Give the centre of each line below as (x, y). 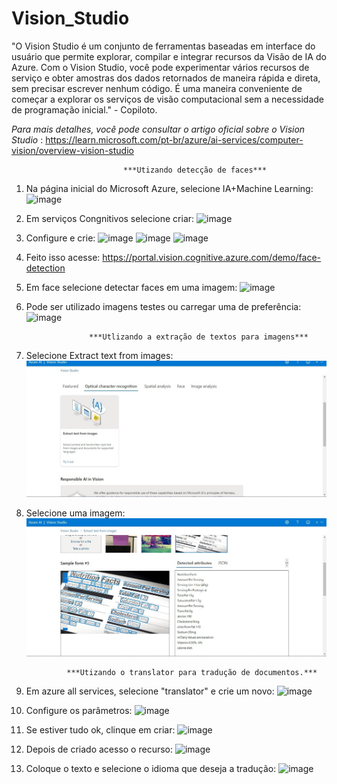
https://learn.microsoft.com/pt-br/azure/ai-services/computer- (174, 139)
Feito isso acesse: (63, 257)
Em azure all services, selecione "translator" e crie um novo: (150, 691)
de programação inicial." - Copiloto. (84, 109)
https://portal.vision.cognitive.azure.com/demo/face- (212, 257)
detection (45, 268)
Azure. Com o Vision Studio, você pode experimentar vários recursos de (160, 67)
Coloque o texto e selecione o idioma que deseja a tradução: (151, 769)
